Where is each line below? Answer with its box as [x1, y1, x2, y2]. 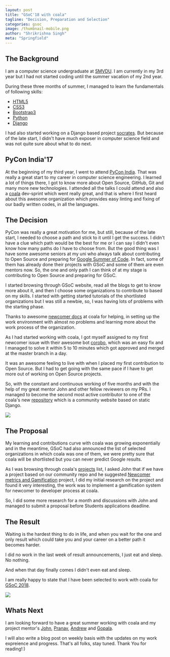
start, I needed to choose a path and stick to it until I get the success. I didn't [5, 234, 165, 241]
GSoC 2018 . [5, 582, 30, 588]
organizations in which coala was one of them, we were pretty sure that [5, 451, 154, 457]
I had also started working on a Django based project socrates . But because [5, 130, 163, 136]
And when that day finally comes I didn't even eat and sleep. [5, 567, 132, 573]
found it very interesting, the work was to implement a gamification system [5, 482, 161, 489]
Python [12, 115, 28, 121]
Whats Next [5, 606, 44, 615]
